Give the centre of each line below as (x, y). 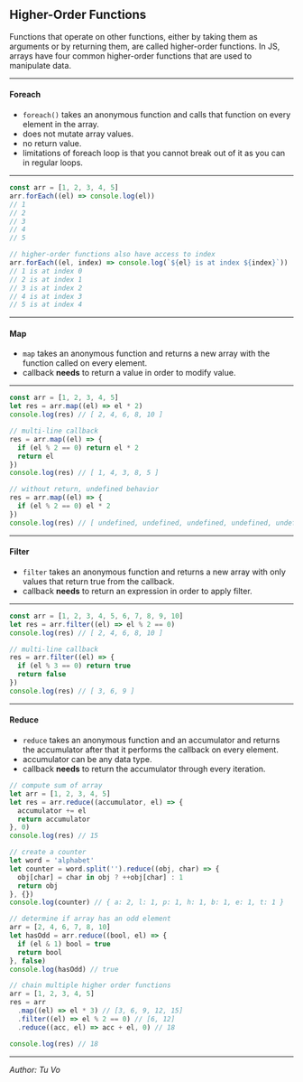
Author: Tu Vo (35, 1069)
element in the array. (60, 125)
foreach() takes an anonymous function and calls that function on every (156, 115)
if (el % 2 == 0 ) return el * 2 (78, 448)
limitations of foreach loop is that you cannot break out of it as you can (154, 154)
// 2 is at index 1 (46, 279)
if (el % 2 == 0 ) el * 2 (64, 506)
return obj (38, 886)
